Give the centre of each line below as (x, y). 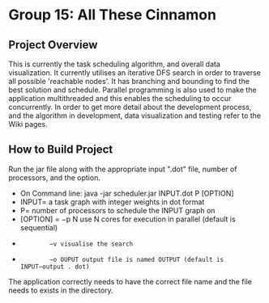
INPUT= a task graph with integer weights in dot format (112, 202)
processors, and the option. (55, 177)
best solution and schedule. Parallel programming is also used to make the (132, 90)
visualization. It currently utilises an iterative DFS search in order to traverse (135, 73)
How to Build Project (61, 150)
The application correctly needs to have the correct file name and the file (130, 281)
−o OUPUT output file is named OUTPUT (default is (137, 259)
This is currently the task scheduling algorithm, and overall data (115, 64)
